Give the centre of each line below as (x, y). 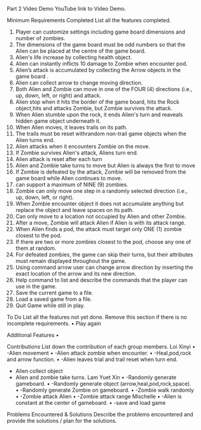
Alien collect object (39, 371)
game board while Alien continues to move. (69, 178)
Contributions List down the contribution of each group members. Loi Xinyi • (101, 346)
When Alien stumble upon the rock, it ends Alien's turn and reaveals (99, 114)
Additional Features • (33, 335)
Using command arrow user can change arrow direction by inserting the (104, 267)
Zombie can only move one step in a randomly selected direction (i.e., (101, 191)
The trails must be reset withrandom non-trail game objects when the (101, 134)
